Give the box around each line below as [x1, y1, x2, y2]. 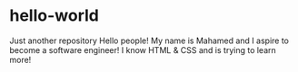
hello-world [9, 5, 100, 26]
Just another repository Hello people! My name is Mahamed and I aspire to [9, 35, 289, 46]
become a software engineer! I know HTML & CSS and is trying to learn [9, 44, 277, 55]
